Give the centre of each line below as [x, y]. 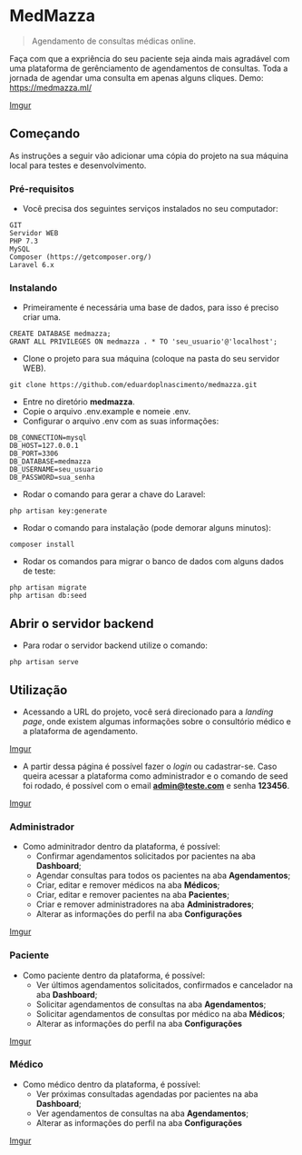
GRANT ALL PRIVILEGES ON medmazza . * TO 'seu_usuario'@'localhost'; [144, 342]
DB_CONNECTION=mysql [49, 438]
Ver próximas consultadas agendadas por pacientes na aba [147, 1094]
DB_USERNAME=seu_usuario [56, 470]
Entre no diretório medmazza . [78, 402]
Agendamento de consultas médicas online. [114, 41]
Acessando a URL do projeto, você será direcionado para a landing [148, 712]
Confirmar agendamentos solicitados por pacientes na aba [146, 856]
